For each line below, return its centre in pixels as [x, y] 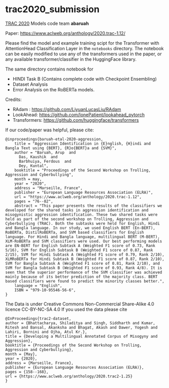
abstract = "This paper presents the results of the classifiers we [88, 206]
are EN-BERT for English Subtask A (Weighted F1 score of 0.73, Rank [80, 245]
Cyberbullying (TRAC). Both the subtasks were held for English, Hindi [82, 223]
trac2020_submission [53, 9]
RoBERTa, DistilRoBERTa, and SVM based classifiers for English [75, 232]
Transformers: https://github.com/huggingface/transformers [76, 120]
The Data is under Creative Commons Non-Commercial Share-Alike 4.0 [80, 304]
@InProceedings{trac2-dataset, [38, 319]
